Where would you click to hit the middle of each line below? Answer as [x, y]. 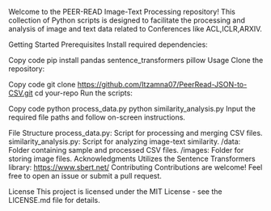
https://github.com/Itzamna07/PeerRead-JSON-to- [162, 84]
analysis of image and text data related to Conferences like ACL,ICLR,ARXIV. [135, 29]
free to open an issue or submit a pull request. [85, 176]
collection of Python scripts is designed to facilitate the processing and [127, 20]
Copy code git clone [42, 84]
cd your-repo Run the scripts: [84, 93]
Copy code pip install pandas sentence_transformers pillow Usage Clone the [136, 60]
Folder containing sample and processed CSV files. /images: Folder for [126, 150]
